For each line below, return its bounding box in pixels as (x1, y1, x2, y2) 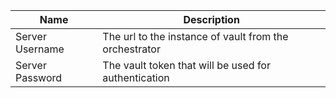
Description (183, 13, 240, 26)
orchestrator (102, 42, 161, 56)
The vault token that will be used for (102, 59, 271, 72)
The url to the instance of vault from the (102, 30, 289, 43)
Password (15, 71, 63, 84)
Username (15, 42, 65, 56)
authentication (102, 71, 170, 84)
